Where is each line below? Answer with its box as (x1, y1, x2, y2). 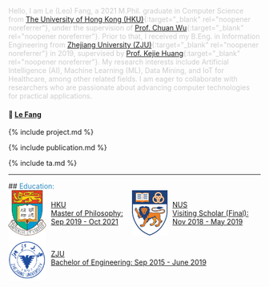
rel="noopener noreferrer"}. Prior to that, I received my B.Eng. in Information (8, 31, 260, 41)
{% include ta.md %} (8, 159, 78, 168)
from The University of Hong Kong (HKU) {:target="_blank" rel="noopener (8, 14, 251, 24)
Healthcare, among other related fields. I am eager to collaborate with (8, 75, 238, 83)
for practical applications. (8, 91, 93, 100)
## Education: (8, 181, 54, 191)
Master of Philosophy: (50, 208, 123, 218)
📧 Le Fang (8, 109, 42, 119)
